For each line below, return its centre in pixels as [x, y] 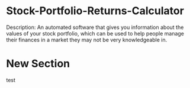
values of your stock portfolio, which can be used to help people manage [95, 33]
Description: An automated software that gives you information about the [95, 27]
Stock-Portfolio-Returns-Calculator [95, 11]
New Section [38, 64]
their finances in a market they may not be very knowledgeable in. [87, 40]
